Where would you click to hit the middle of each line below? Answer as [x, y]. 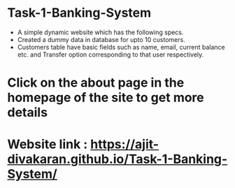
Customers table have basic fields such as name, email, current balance [121, 47]
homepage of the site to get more [106, 97]
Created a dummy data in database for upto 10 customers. [101, 39]
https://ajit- [125, 144]
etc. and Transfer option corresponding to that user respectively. [111, 55]
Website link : [48, 144]
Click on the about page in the [96, 83]
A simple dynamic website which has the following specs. [100, 32]
